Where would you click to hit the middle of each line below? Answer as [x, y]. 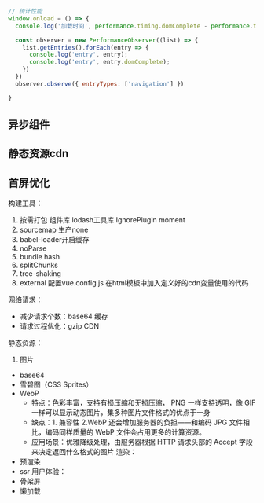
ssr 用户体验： [43, 472]
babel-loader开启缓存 [54, 240]
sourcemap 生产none [54, 230]
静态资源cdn [38, 154]
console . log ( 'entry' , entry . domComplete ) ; [99, 62]
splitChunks [39, 265]
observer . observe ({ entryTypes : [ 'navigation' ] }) [100, 84]
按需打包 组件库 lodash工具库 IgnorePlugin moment [103, 220]
